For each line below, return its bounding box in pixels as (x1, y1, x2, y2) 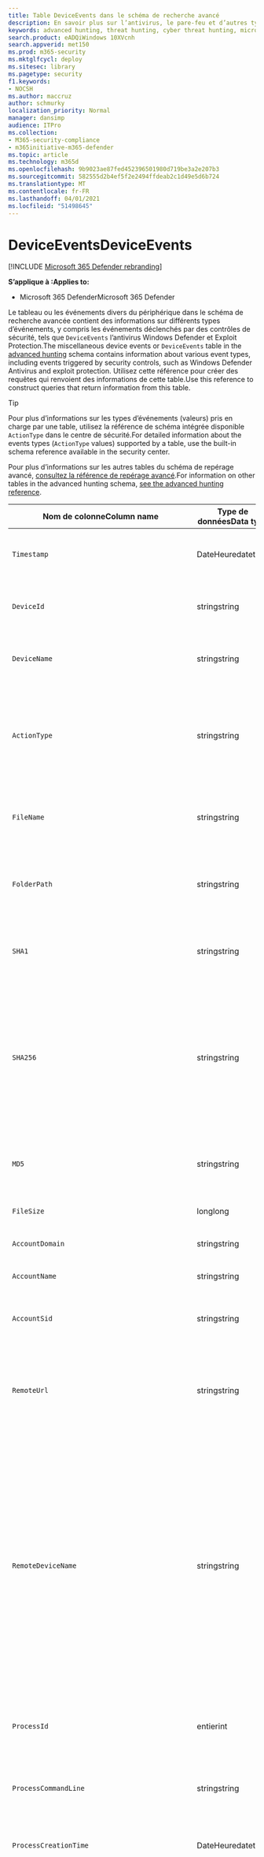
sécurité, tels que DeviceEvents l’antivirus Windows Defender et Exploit (8, 332, 237, 343)
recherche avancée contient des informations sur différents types (8, 316, 221, 325)
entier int (196, 1721, 228, 1732)
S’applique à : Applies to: (8, 277, 90, 287)
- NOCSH (8, 84, 34, 93)
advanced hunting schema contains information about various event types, (8, 350, 251, 359)
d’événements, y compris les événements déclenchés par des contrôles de (8, 325, 251, 334)
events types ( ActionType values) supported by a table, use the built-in (8, 439, 237, 448)
